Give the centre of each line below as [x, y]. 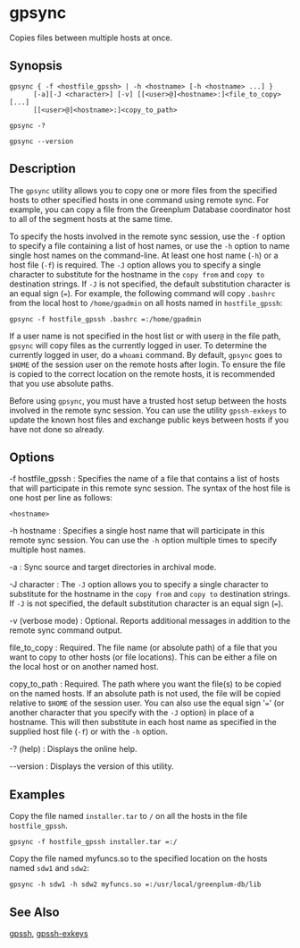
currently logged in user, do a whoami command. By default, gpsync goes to [146, 354]
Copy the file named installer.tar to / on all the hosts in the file [129, 816]
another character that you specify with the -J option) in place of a [132, 713]
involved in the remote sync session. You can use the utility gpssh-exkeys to [148, 410]
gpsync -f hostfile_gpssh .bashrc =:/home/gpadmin [105, 319]
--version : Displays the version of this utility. [92, 766]
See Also [34, 912]
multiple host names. [48, 550]
